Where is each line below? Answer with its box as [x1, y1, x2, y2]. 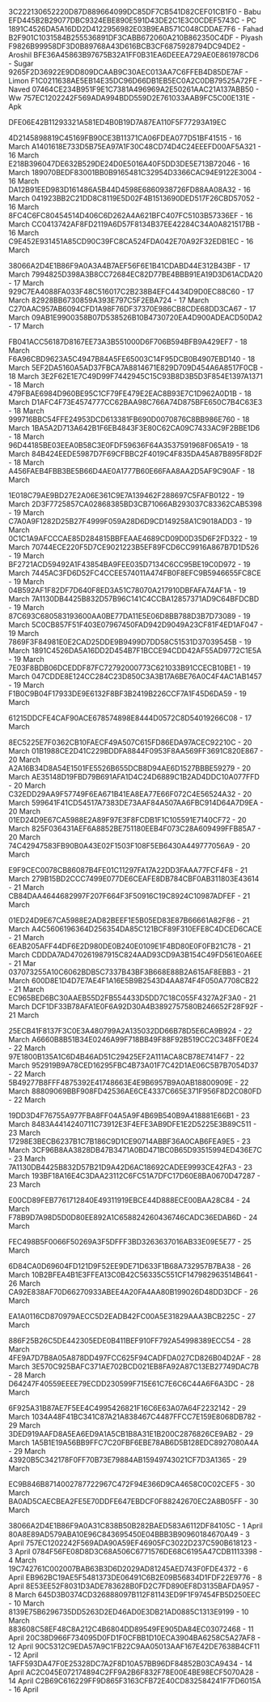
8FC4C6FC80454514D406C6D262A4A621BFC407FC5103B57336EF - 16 [8, 211, 253, 220]
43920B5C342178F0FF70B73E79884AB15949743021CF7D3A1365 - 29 [8, 1455, 247, 1464]
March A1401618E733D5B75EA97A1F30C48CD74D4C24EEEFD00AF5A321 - [8, 142, 261, 151]
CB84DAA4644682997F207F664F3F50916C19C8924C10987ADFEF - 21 [8, 892, 251, 900]
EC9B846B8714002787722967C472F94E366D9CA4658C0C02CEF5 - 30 [8, 1480, 256, 1489]
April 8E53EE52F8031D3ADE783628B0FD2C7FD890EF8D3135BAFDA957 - [8, 1581, 260, 1591]
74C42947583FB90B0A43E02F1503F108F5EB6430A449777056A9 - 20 [8, 841, 251, 850]
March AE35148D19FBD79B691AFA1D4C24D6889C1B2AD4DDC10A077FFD [8, 772, 260, 781]
